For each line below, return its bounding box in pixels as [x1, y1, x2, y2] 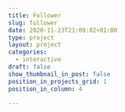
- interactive [15, 56, 61, 64]
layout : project [8, 41, 61, 49]
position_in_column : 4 [8, 84, 83, 93]
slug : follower [8, 19, 58, 27]
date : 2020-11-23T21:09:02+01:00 [8, 26, 118, 34]
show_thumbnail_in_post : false [8, 70, 111, 78]
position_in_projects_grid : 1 [8, 77, 108, 85]
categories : [8, 48, 47, 56]
